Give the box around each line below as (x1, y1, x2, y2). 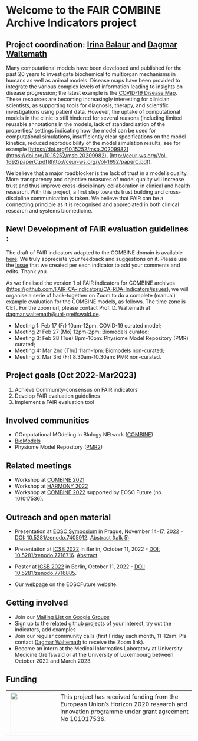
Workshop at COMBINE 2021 (14, 477, 85, 484)
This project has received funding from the (60, 693, 179, 701)
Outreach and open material (6, 512, 111, 522)
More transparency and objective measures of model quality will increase (6, 176, 184, 183)
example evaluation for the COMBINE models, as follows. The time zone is (6, 298, 186, 305)
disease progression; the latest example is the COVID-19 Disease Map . (6, 90, 178, 96)
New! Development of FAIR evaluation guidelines (6, 224, 189, 234)
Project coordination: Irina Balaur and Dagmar (6, 39, 178, 49)
